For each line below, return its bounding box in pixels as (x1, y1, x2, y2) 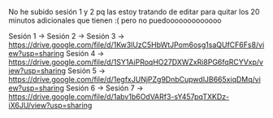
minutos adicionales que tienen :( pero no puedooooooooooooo (8, 15, 222, 25)
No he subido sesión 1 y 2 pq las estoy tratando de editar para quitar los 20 (8, 7, 260, 16)
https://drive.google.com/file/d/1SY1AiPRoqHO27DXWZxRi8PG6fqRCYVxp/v (8, 57, 264, 67)
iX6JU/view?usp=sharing (8, 101, 93, 110)
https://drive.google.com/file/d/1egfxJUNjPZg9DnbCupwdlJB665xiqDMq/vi (8, 75, 262, 84)
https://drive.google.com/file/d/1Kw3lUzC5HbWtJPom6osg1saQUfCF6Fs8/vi (8, 40, 265, 50)
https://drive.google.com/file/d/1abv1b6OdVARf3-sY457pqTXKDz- (8, 92, 230, 101)
